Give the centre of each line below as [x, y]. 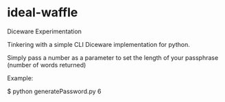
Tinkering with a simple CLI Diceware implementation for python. [98, 44]
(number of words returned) [47, 65]
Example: [20, 78]
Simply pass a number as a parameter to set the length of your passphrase [113, 57]
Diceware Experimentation [45, 31]
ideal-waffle [43, 13]
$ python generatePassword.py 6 [54, 91]
